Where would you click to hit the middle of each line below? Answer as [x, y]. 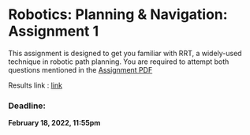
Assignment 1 [54, 31]
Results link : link [35, 85]
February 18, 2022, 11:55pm [54, 123]
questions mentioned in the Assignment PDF [80, 69]
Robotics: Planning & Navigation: [118, 15]
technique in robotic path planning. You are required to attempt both [119, 62]
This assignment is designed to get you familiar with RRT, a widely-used [125, 53]
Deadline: [27, 106]
